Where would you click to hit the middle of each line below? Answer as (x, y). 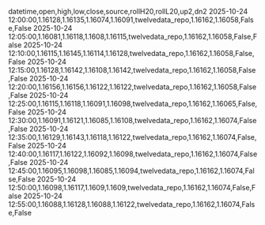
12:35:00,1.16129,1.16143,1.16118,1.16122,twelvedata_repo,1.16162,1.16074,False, (132, 137)
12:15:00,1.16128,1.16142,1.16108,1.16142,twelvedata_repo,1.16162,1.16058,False (132, 70)
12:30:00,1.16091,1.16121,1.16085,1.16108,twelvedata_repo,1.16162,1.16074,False (132, 120)
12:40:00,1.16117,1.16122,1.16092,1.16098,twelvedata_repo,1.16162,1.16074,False (133, 154)
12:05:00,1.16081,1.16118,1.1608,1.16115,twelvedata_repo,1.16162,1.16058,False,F (133, 36)
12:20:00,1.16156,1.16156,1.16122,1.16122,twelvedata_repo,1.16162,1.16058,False (132, 87)
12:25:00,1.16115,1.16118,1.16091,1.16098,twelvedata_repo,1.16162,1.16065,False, (133, 103)
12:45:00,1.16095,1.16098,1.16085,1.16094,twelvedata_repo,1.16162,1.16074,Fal (131, 171)
